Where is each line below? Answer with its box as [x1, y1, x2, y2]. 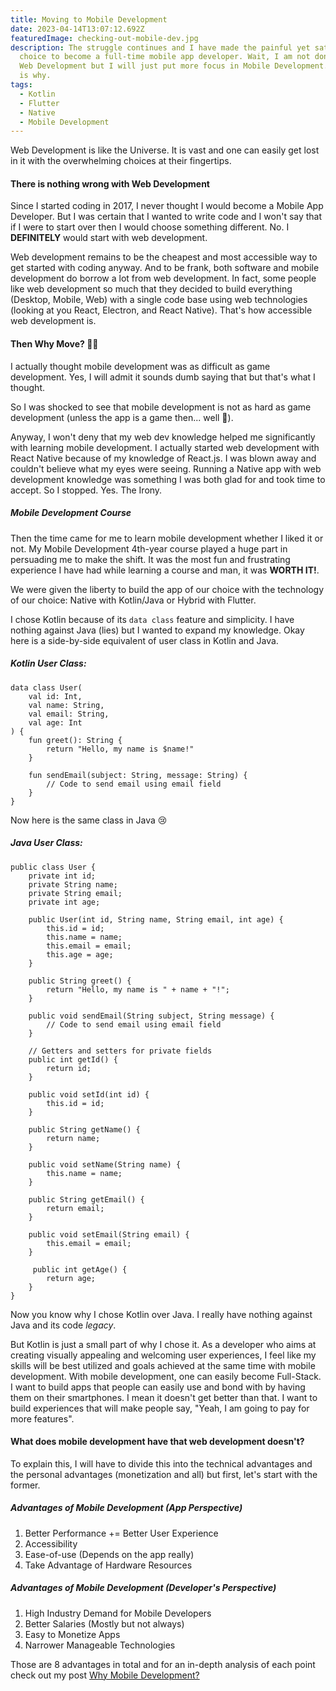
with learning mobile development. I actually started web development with [10, 441, 320, 453]
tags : [10, 80, 33, 90]
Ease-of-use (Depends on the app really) [24, 1548, 195, 1560]
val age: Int [28, 717, 83, 728]
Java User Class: [10, 837, 83, 849]
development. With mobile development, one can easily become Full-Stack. [10, 1370, 322, 1382]
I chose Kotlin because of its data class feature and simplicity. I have [10, 613, 295, 625]
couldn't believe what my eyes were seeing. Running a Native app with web [10, 462, 322, 475]
